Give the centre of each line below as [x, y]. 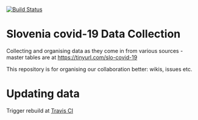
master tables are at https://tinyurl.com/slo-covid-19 [72, 57]
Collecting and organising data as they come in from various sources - [95, 51]
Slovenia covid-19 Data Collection [94, 34]
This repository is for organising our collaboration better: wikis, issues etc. [99, 69]
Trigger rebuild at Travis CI [40, 110]
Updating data [43, 94]
